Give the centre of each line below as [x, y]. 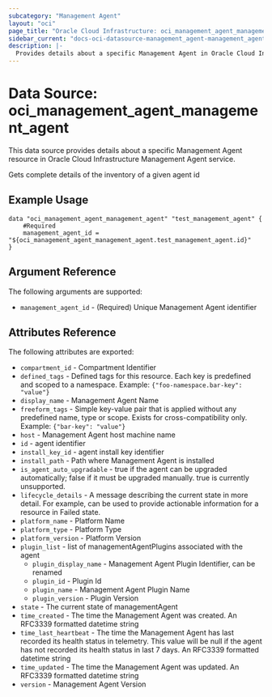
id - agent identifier [53, 444]
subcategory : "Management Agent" [65, 16]
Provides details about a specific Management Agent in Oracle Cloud [135, 53]
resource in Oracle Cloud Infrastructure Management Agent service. [122, 159]
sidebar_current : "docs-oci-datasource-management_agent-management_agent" [139, 38]
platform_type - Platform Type [71, 529]
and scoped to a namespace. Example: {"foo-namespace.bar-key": [131, 385]
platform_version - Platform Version [81, 538]
